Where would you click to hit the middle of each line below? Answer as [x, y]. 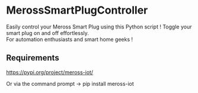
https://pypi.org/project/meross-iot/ [50, 72]
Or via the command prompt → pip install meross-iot [70, 84]
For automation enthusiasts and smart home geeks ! [70, 39]
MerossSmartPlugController [77, 10]
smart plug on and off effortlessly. [47, 33]
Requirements [33, 58]
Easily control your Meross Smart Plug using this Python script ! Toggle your [99, 27]
